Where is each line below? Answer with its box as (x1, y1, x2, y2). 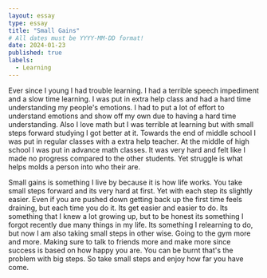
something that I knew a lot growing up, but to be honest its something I (8, 211, 244, 220)
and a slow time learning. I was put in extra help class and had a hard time (8, 93, 251, 104)
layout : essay (8, 11, 56, 20)
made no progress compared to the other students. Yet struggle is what (8, 153, 243, 163)
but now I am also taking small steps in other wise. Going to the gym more (8, 228, 251, 238)
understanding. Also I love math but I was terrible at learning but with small (8, 119, 253, 129)
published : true (8, 49, 62, 57)
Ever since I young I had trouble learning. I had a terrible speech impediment (8, 85, 259, 95)
